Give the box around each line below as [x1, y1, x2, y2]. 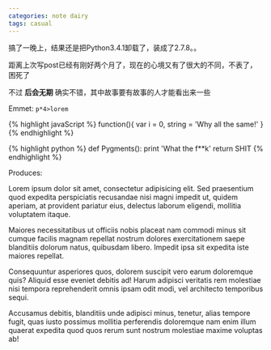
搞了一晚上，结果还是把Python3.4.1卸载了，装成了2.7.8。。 [8, 42, 201, 53]
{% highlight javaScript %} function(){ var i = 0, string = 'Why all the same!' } [8, 119, 264, 129]
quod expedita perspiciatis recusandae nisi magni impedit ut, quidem [8, 192, 239, 202]
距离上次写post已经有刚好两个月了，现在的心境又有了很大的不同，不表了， [8, 60, 257, 70]
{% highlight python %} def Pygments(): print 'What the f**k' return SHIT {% [8, 143, 264, 153]
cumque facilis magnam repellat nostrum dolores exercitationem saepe [8, 233, 245, 243]
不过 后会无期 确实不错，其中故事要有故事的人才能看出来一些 [8, 87, 211, 97]
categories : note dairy [8, 11, 89, 20]
